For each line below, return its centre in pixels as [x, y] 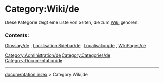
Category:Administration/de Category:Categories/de [58, 55]
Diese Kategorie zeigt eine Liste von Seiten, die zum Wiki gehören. [72, 22]
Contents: [17, 35]
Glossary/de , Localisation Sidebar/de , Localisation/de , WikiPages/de [76, 46]
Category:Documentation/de [34, 61]
